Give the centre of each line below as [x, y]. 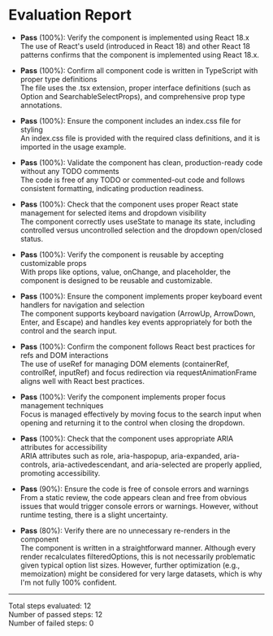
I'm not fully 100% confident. [69, 582]
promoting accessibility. [60, 473]
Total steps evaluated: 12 [50, 606]
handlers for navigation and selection [82, 305]
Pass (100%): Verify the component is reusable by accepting [122, 255]
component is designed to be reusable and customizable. [116, 280]
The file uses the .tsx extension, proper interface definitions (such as [135, 88]
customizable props [53, 263]
